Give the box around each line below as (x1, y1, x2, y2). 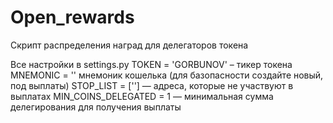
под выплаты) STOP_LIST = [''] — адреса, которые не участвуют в (10, 79, 294, 91)
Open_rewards (10, 6, 135, 29)
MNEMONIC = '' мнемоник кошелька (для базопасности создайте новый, (10, 69, 324, 81)
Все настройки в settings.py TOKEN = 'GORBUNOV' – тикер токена (10, 58, 293, 70)
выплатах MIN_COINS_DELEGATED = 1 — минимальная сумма (10, 90, 274, 102)
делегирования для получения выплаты (10, 101, 182, 113)
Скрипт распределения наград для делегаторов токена (10, 39, 249, 51)
